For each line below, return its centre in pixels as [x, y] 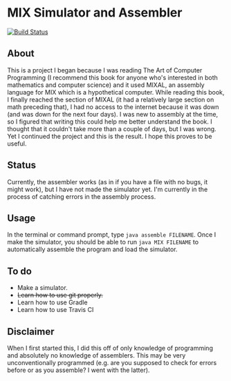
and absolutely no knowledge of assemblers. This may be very [96, 355]
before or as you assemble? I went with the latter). [78, 370]
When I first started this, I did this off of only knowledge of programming [110, 348]
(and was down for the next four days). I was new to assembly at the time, [113, 114]
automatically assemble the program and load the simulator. [92, 249]
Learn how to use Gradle [52, 302]
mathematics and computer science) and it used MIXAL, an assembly [106, 85]
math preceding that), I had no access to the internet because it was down [113, 107]
